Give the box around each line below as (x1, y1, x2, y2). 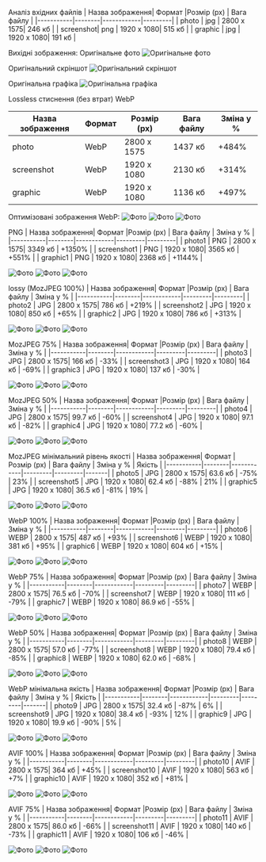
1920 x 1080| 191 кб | (8, 33, 77, 42)
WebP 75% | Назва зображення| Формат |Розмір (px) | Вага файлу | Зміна (8, 572, 257, 581)
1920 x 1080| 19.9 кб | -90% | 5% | (8, 718, 121, 727)
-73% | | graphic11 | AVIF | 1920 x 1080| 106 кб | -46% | (8, 829, 188, 839)
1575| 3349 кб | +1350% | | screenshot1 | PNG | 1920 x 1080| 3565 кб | (8, 244, 240, 254)
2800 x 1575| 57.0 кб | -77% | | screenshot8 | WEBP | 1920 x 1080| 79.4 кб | (8, 645, 256, 654)
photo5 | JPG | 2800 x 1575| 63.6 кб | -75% (116, 469, 258, 477)
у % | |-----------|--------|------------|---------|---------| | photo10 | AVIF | (8, 757, 255, 766)
